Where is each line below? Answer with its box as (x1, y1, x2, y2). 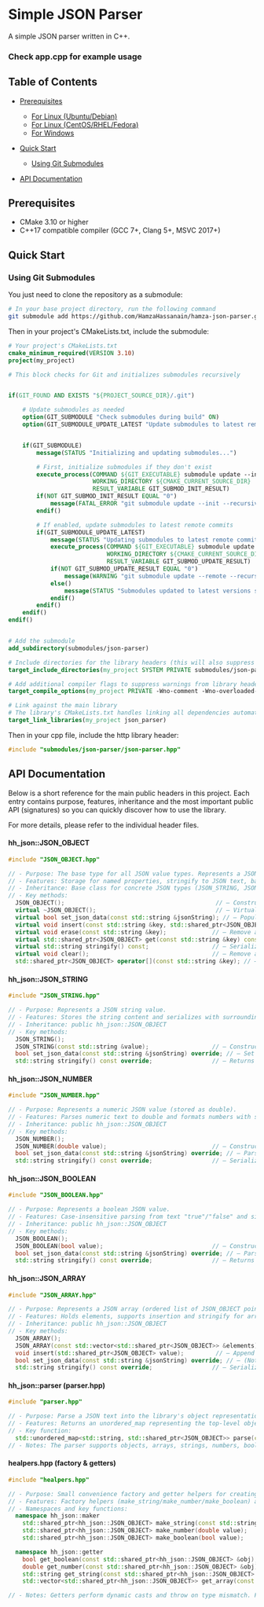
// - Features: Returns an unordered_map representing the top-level (8, 1420, 241, 1428)
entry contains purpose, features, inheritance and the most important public (8, 796, 254, 806)
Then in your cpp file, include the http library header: (8, 730, 179, 739)
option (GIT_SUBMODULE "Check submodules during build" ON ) (22, 413, 220, 421)
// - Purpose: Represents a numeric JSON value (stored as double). (8, 1106, 237, 1114)
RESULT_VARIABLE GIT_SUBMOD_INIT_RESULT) (92, 485, 230, 493)
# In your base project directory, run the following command (8, 305, 216, 314)
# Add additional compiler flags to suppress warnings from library (8, 680, 237, 688)
